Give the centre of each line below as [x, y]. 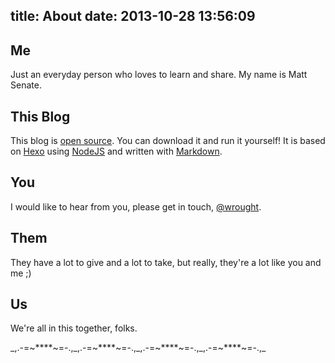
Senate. [26, 85]
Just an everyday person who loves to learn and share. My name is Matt [159, 75]
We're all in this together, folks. [74, 328]
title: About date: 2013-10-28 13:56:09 [133, 16]
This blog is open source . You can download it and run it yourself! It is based [168, 141]
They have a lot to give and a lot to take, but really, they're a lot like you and [166, 262]
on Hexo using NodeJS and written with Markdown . [116, 151]
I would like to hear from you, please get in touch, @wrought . [136, 206]
